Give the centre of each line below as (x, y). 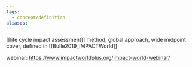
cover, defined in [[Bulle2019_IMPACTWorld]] (62, 46)
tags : (13, 12)
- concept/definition (39, 17)
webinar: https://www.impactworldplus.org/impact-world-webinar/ (88, 58)
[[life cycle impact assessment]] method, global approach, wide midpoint (96, 40)
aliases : (17, 23)
